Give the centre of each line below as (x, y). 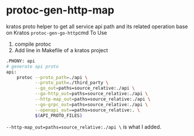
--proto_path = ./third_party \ (72, 83)
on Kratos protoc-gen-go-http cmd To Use (57, 32)
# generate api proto (33, 66)
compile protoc (33, 44)
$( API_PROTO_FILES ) (59, 115)
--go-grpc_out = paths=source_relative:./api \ (91, 104)
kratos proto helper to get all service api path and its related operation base (97, 26)
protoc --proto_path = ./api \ (52, 77)
